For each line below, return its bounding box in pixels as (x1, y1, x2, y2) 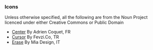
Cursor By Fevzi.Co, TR (11, 34, 60, 40)
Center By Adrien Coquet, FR (11, 29, 71, 35)
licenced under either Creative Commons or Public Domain (4, 19, 124, 25)
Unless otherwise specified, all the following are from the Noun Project (4, 15, 148, 20)
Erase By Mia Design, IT (11, 39, 61, 45)
